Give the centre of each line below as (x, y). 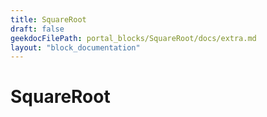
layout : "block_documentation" (75, 47)
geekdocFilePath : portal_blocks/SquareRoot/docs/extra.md (133, 38)
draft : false (37, 29)
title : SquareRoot (48, 19)
